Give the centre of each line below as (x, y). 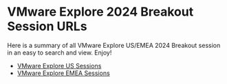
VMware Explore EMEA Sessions (63, 73)
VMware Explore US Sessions (59, 66)
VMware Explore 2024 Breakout (100, 12)
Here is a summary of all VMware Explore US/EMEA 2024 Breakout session (114, 45)
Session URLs (47, 26)
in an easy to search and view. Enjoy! (60, 53)
